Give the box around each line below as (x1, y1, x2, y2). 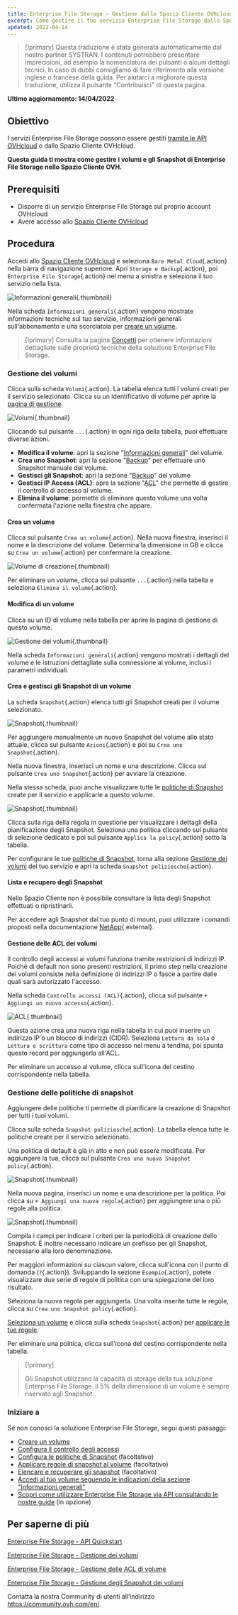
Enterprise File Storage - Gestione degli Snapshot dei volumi (7, 1578, 184, 1587)
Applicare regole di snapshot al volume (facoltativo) (17, 1460, 169, 1468)
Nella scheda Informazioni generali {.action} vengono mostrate (7, 307, 194, 315)
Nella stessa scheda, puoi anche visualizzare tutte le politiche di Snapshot (7, 782, 224, 792)
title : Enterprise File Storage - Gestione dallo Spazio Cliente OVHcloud (7, 10, 233, 18)
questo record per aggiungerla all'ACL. (7, 1049, 120, 1058)
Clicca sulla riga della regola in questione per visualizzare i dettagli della (7, 818, 217, 826)
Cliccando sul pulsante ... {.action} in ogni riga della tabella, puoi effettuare (7, 427, 228, 436)
